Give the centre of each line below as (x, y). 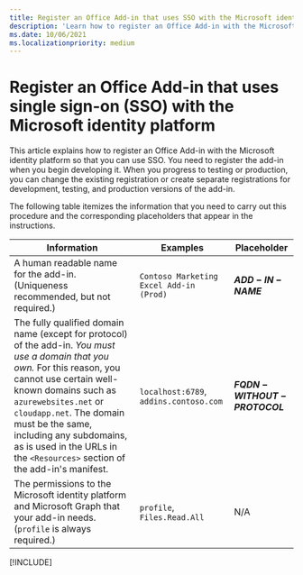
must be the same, (53, 424)
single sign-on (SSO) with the (122, 107)
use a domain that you (62, 357)
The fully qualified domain (69, 323)
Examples (183, 248)
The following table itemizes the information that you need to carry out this (148, 206)
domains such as (81, 390)
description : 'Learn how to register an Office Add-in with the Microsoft (153, 26)
